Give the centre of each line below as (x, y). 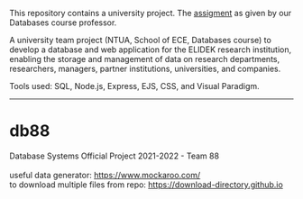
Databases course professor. (63, 23)
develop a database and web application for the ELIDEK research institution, (151, 50)
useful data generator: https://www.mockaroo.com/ (105, 175)
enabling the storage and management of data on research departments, (145, 59)
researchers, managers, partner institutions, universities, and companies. (145, 68)
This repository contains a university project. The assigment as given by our (151, 13)
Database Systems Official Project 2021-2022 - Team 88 (114, 156)
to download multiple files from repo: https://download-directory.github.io (147, 185)
